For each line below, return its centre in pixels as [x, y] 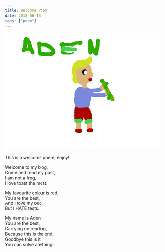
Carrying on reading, [26, 229]
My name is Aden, [23, 218]
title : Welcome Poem [26, 10]
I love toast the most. [26, 183]
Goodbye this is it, [23, 239]
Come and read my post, [30, 173]
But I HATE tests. [22, 208]
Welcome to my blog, [27, 167]
